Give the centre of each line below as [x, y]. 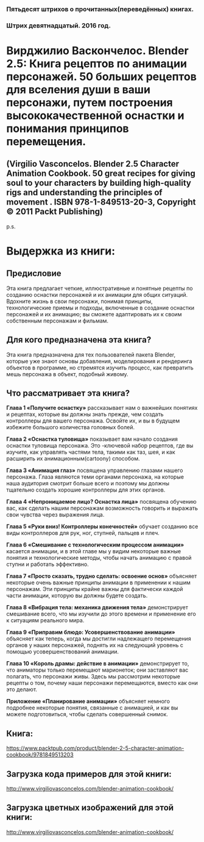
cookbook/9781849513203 [40, 755]
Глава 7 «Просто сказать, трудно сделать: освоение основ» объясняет [102, 576]
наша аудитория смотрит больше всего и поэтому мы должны [88, 484]
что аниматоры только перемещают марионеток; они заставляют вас [97, 670]
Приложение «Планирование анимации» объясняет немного [88, 702]
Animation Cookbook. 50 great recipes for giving [101, 174]
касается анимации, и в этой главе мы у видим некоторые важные [94, 551]
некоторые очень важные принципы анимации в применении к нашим [98, 583]
